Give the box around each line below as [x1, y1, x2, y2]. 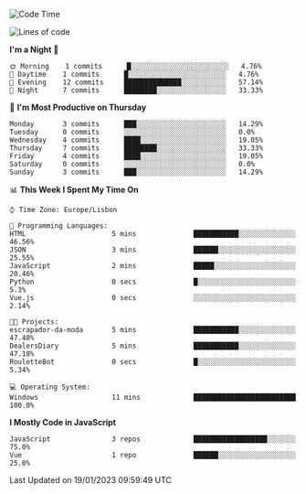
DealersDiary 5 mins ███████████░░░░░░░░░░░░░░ [9, 341, 297, 350]
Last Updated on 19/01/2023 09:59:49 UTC [9, 475, 172, 485]
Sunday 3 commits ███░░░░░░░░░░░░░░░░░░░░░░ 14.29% [9, 167, 263, 177]
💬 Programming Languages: [9, 221, 108, 231]
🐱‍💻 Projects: [9, 317, 59, 327]
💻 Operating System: [9, 382, 91, 392]
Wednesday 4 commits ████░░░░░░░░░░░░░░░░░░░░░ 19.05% [9, 135, 263, 145]
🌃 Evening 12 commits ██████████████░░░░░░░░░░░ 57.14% [9, 78, 263, 87]
